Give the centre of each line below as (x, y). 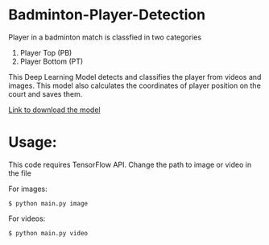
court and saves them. (46, 93)
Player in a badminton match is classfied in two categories (105, 37)
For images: (28, 189)
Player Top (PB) (46, 52)
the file (20, 173)
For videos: (27, 218)
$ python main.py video (48, 233)
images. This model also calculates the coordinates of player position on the (135, 85)
